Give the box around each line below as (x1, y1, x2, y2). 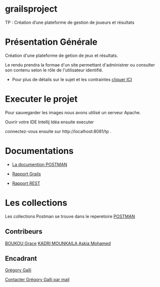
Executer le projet (5, 94, 78, 105)
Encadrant (5, 254, 37, 263)
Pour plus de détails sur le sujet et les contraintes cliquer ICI (12, 76, 132, 82)
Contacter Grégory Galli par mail (5, 277, 70, 283)
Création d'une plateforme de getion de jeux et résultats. (5, 52, 118, 58)
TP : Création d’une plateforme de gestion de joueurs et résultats (5, 19, 135, 25)
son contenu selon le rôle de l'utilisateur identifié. (5, 67, 103, 73)
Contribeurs (5, 227, 43, 236)
